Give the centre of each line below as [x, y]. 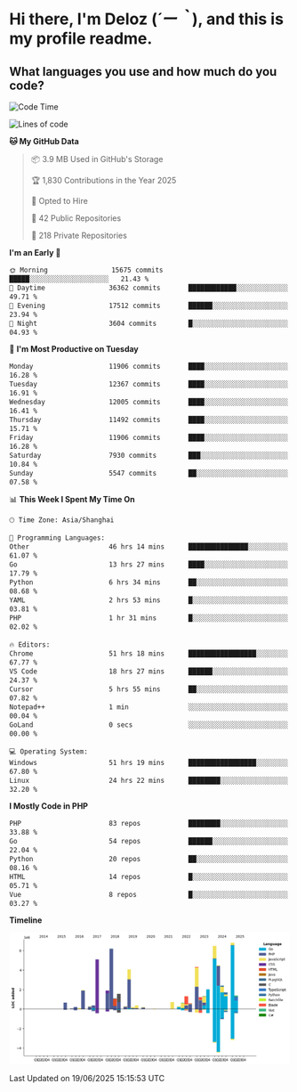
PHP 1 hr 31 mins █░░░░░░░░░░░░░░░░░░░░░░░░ [149, 618]
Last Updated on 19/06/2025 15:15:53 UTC [87, 1078]
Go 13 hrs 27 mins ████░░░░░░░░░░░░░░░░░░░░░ [149, 565]
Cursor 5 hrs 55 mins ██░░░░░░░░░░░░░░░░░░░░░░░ [149, 689]
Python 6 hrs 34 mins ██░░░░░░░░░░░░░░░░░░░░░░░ [149, 583]
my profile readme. [81, 39]
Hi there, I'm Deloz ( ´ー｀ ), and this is [147, 19]
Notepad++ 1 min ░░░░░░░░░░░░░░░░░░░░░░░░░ [149, 707]
